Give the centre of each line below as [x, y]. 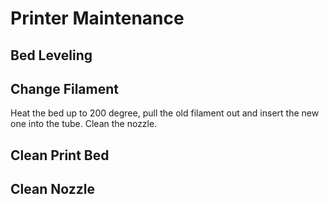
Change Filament [64, 88]
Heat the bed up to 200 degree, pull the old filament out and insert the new [165, 113]
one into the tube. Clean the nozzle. [84, 124]
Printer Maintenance [97, 18]
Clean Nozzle [52, 189]
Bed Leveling [51, 55]
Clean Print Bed [60, 155]
